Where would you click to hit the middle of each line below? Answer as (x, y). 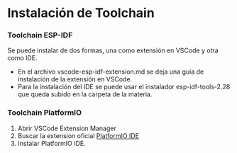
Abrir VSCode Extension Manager (67, 128)
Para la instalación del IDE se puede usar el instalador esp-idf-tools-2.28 (124, 87)
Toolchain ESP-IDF (40, 35)
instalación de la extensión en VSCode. (75, 79)
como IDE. (22, 58)
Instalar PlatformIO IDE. (52, 143)
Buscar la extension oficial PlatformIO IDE (78, 135)
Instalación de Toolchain (81, 13)
